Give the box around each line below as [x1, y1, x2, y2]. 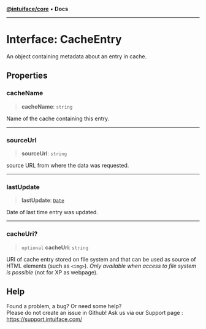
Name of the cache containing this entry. [6, 115, 110, 122]
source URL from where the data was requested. [6, 161, 129, 169]
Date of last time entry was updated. [6, 209, 98, 216]
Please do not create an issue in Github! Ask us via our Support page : [6, 309, 183, 317]
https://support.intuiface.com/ [6, 315, 83, 323]
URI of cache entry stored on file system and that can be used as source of [6, 255, 196, 263]
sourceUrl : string [21, 150, 67, 157]
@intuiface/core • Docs [6, 6, 69, 12]
